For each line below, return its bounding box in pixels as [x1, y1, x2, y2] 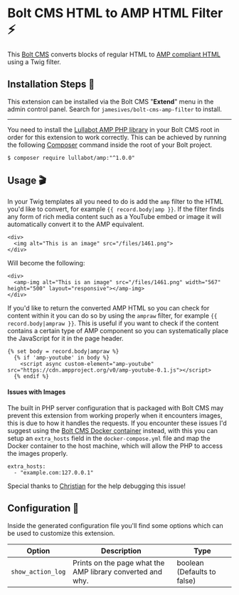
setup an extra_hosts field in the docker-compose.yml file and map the [7, 434, 211, 442]
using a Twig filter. [7, 57, 62, 66]
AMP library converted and [72, 566, 162, 576]
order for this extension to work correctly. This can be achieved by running [7, 133, 227, 141]
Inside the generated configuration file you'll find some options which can [7, 521, 223, 529]
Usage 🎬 [7, 175, 47, 187]
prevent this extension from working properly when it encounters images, [7, 411, 223, 419]
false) [176, 576, 196, 586]
